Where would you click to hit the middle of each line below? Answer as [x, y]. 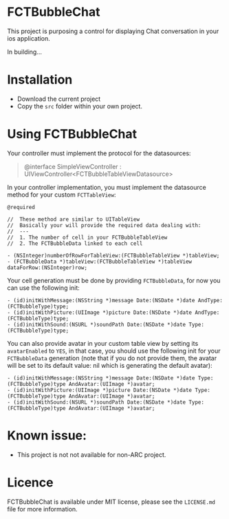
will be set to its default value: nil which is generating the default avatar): [110, 365]
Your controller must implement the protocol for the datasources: [99, 153]
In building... [25, 52]
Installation [40, 80]
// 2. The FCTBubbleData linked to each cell [75, 243]
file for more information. [42, 509]
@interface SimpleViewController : [73, 166]
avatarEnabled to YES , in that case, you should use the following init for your [114, 351]
